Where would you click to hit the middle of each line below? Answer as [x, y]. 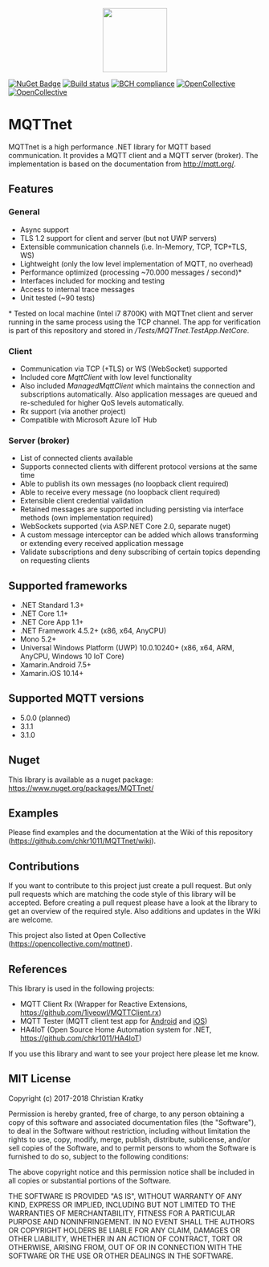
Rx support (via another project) [73, 411]
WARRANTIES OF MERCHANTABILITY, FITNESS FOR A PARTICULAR [122, 1213]
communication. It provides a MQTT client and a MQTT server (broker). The [133, 155]
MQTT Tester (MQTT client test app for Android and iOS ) [114, 1021]
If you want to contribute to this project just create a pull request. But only [130, 886]
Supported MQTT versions [76, 699]
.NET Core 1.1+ [44, 613]
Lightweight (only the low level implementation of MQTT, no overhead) [137, 263]
